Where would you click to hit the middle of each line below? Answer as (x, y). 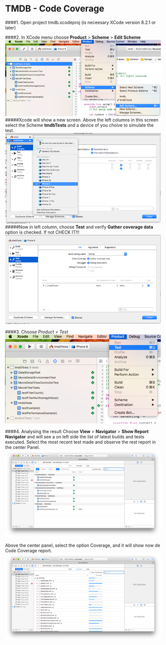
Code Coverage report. (29, 550)
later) (11, 27)
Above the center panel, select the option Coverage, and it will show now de (83, 545)
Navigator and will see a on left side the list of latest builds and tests (75, 436)
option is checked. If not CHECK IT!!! (42, 232)
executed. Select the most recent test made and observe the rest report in (81, 442)
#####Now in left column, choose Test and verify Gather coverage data (79, 227)
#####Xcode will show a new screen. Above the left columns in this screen (82, 120)
